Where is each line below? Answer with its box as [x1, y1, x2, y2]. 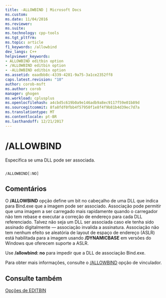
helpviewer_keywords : [5, 53, 50, 59]
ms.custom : [5, 12, 28, 17]
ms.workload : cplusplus [5, 95, 55, 100]
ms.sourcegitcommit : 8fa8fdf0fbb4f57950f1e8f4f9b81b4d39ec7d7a [5, 105, 140, 110]
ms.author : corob [5, 86, 41, 91]
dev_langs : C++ [5, 49, 37, 54]
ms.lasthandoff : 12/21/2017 [5, 118, 64, 124]
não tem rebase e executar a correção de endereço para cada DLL [5, 213, 142, 220]
